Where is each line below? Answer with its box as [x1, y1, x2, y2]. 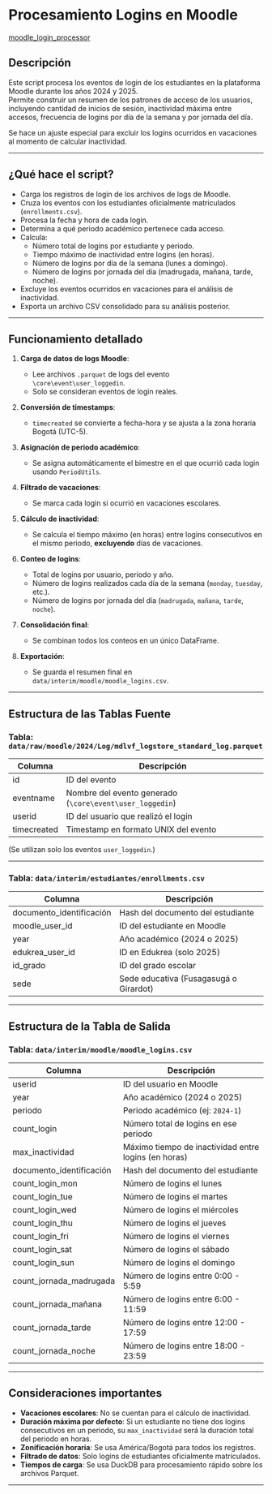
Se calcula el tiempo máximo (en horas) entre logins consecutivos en [32, 530, 263, 540]
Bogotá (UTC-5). [32, 427, 88, 437]
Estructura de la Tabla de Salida [8, 1019, 172, 1033]
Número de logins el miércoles [122, 1204, 239, 1216]
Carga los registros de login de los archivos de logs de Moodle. [19, 189, 232, 199]
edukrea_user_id [12, 947, 75, 958]
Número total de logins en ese [122, 1118, 237, 1130]
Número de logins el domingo [122, 1257, 236, 1268]
